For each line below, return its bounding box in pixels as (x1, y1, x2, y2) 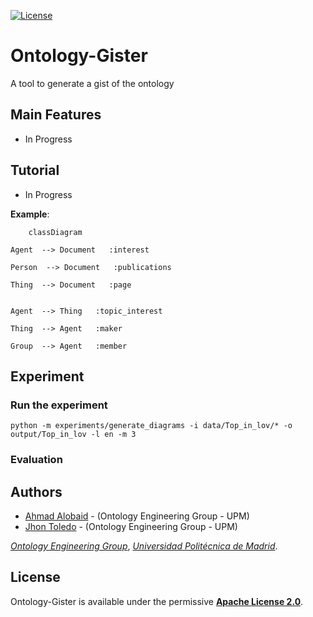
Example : (10, 208, 50, 220)
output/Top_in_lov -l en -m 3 (10, 430, 137, 440)
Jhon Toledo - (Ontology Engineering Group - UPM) (24, 520, 238, 532)
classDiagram (28, 227, 83, 237)
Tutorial (10, 162, 60, 179)
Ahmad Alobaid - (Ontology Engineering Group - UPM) (24, 510, 250, 522)
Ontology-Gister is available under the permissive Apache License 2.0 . (10, 595, 304, 607)
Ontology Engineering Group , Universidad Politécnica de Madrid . (10, 540, 278, 552)
